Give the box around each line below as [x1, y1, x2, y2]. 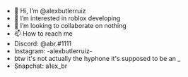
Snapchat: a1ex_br [13, 62, 68, 70]
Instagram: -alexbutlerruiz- [13, 47, 93, 55]
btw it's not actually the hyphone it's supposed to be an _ [13, 55, 181, 62]
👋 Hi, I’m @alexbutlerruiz [13, 7, 86, 15]
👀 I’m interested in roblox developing [13, 14, 121, 22]
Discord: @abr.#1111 [13, 39, 72, 48]
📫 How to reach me [13, 29, 73, 38]
